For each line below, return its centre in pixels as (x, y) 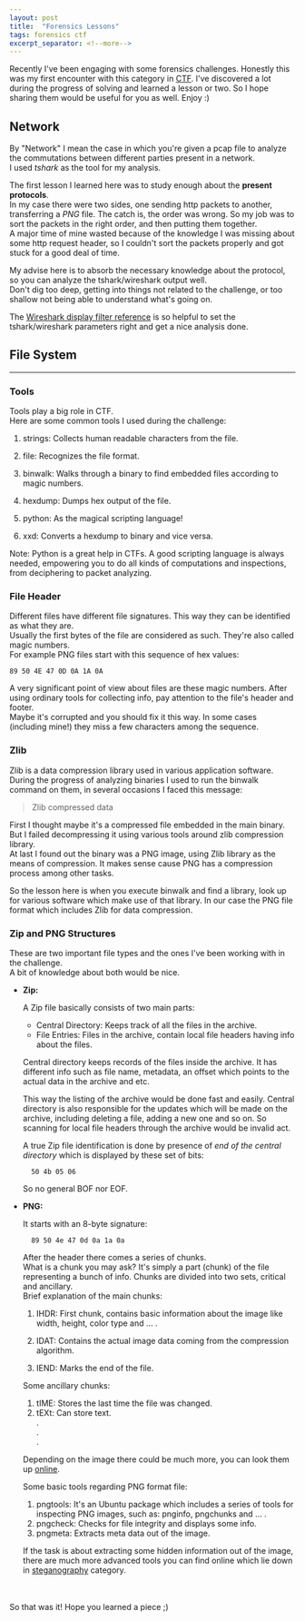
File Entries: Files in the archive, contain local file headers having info (165, 1035)
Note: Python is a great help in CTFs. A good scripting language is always (147, 554)
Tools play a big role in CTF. (61, 411)
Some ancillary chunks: (66, 1386)
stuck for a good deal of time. (64, 253)
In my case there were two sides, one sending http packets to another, (141, 204)
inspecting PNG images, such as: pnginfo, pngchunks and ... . (151, 1514)
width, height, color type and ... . (97, 1323)
